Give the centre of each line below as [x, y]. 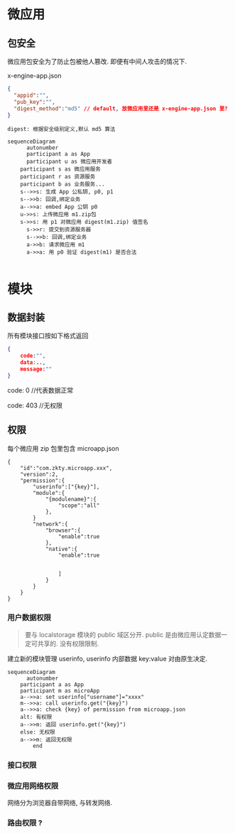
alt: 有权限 [36, 717]
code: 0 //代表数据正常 [40, 390]
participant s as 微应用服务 [60, 169]
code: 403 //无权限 [35, 405]
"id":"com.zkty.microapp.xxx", [66, 468]
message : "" [36, 369]
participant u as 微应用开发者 [69, 162]
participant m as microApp [60, 690]
